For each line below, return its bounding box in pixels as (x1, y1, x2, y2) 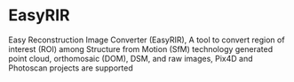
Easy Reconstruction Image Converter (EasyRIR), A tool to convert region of (8, 34, 285, 45)
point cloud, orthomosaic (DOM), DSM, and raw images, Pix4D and (8, 53, 254, 63)
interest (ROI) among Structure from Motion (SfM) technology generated (8, 43, 274, 54)
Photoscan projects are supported (8, 63, 134, 73)
